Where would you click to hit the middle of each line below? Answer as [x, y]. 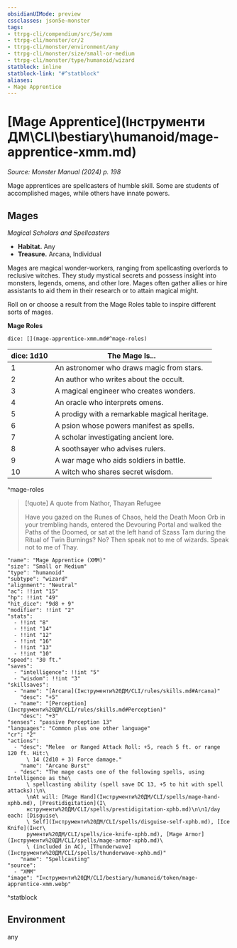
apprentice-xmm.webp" [39, 884]
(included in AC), [60, 847]
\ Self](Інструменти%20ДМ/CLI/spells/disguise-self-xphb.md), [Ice [128, 822]
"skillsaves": [28, 685]
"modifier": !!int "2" [41, 610]
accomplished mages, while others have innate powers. [89, 194]
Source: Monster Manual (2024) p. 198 [64, 172]
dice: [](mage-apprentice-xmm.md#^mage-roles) [77, 339]
